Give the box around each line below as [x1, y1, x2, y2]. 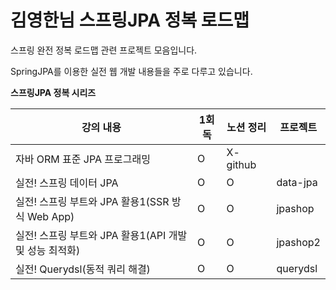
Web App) [27, 209, 75, 223]
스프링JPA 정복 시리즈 [10, 86, 97, 98]
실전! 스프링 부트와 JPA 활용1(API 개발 [15, 228, 188, 242]
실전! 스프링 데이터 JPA [15, 176, 119, 190]
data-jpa [276, 175, 318, 189]
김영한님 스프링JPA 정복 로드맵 [10, 9, 250, 32]
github [226, 157, 257, 171]
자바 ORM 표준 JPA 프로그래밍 [15, 152, 151, 166]
